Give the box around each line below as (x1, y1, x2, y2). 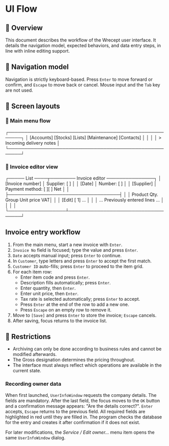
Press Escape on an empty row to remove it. (20, 306, 112, 313)
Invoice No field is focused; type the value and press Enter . (12, 247, 138, 253)
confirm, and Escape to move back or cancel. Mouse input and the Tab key (5, 81, 160, 87)
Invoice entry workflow (5, 228, 81, 237)
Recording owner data (5, 381, 61, 388)
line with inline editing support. (5, 48, 70, 54)
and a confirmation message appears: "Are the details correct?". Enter (5, 403, 153, 409)
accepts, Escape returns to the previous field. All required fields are (5, 408, 146, 414)
